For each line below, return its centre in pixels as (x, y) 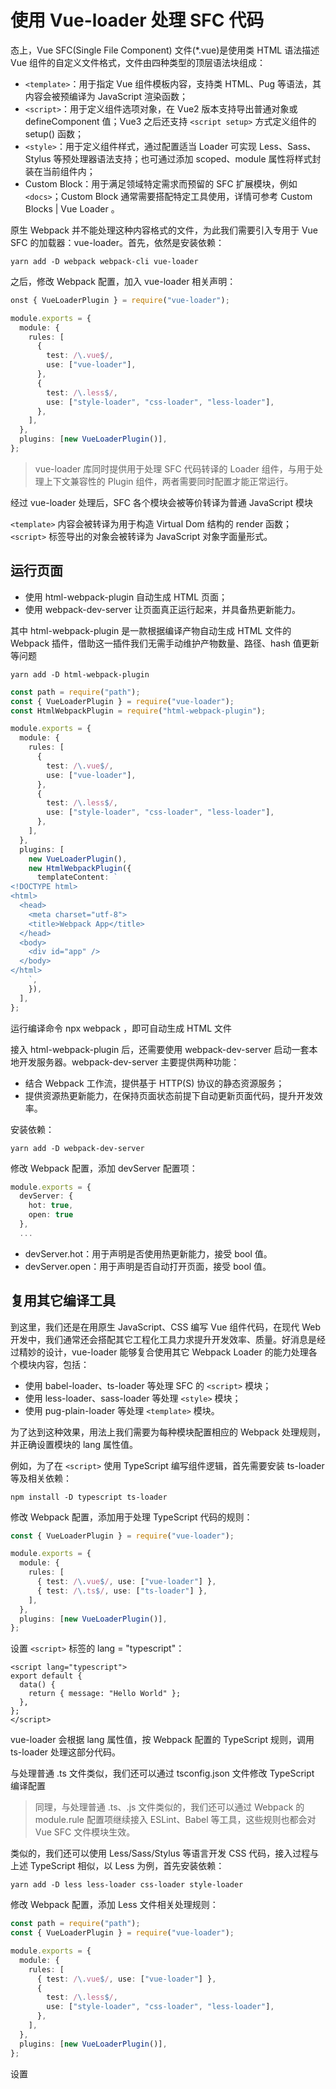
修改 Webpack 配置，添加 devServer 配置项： (104, 1168)
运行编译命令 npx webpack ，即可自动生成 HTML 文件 (121, 1028)
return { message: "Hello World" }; (105, 1694)
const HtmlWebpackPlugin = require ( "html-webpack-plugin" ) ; (138, 711)
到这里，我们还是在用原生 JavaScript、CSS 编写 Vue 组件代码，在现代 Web (166, 1327)
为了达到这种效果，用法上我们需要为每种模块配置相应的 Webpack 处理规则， (168, 1432)
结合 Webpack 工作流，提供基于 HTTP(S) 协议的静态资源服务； (154, 1083)
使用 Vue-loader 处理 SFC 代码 (137, 20)
